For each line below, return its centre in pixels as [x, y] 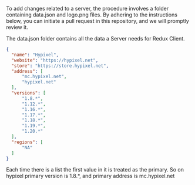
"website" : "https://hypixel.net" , [55, 60]
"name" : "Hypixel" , [35, 55]
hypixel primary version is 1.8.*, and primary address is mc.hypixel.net [90, 176]
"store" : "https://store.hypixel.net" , [60, 66]
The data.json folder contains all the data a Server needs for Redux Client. [95, 38]
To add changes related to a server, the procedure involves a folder [88, 9]
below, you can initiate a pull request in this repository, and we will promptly [97, 21]
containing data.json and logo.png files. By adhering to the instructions [92, 15]
